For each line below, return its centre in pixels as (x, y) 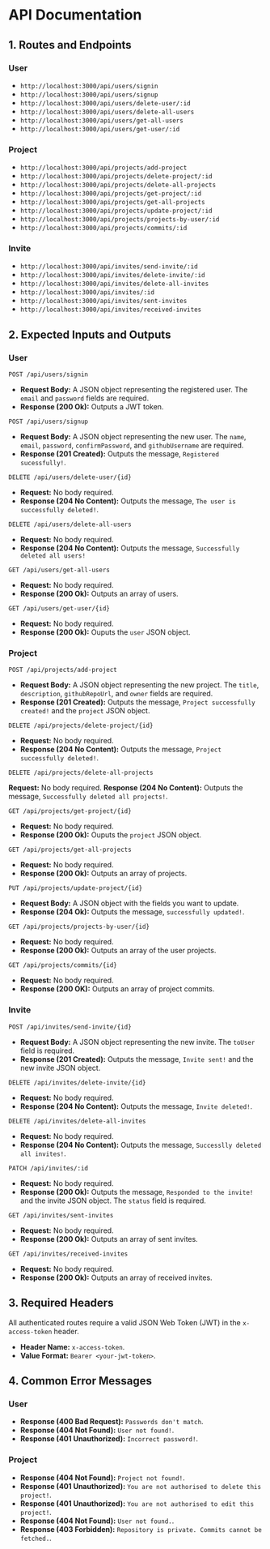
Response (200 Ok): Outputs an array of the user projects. (118, 951)
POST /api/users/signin (49, 374)
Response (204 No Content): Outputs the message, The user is (128, 501)
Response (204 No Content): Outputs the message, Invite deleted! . (136, 1106)
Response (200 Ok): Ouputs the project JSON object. (111, 835)
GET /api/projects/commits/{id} (63, 965)
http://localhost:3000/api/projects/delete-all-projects (118, 185)
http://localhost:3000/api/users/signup (89, 95)
